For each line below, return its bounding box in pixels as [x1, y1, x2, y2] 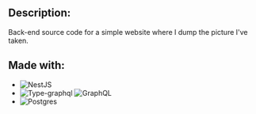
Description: [8, 6, 71, 20]
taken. [8, 36, 29, 45]
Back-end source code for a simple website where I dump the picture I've [8, 27, 248, 36]
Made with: [8, 59, 65, 72]
